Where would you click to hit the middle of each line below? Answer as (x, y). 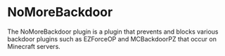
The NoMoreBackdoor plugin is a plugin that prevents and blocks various (113, 31)
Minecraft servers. (34, 46)
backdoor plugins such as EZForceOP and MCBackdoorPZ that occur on (112, 38)
